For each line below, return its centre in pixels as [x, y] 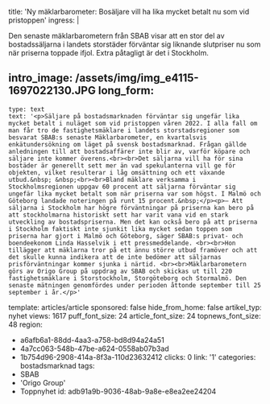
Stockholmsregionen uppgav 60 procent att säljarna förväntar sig [122, 187]
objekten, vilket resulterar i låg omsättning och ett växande [117, 172]
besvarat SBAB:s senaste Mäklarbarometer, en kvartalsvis [108, 137]
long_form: [126, 91]
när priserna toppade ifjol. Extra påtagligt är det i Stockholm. [109, 53]
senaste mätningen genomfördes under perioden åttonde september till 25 [135, 285]
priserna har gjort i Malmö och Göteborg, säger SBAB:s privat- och [126, 236]
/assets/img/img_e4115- [137, 78]
